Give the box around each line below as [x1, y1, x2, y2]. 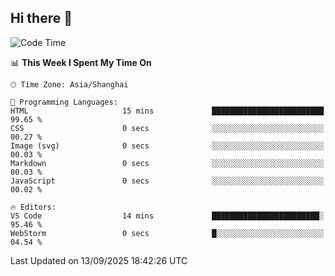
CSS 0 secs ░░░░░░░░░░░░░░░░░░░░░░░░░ [10, 123, 325, 133]
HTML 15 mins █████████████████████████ [10, 106, 325, 116]
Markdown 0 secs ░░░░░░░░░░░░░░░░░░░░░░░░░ [10, 158, 325, 168]
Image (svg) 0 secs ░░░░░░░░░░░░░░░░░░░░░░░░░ [10, 141, 325, 151]
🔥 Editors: [10, 202, 57, 212]
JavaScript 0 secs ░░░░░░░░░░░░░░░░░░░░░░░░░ [10, 176, 325, 186]
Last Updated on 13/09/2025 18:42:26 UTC [10, 254, 188, 266]
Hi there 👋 [10, 10, 73, 27]
